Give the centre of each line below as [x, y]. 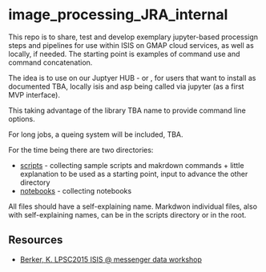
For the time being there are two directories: [81, 150]
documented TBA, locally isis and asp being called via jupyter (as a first [126, 86]
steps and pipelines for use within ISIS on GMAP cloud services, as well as [131, 45]
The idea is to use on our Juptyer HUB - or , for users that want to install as [132, 78]
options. [22, 118]
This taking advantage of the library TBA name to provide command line [127, 110]
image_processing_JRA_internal [118, 15]
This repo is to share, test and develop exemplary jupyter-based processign [133, 37]
